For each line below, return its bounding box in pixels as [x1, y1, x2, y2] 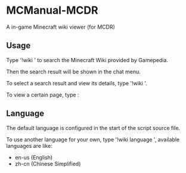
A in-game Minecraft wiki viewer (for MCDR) [6, 23, 115, 30]
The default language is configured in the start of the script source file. [6, 124, 181, 131]
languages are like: [6, 142, 52, 149]
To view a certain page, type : [6, 91, 79, 98]
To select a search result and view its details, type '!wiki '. [6, 79, 147, 86]
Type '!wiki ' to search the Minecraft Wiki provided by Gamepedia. [6, 56, 169, 63]
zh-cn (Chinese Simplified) [14, 160, 81, 167]
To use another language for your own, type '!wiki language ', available [6, 135, 180, 143]
